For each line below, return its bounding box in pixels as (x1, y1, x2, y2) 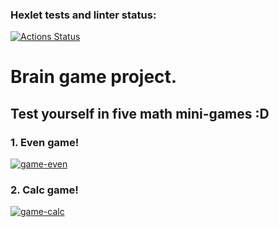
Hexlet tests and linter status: (10, 8, 157, 22)
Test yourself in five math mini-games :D (10, 105, 270, 122)
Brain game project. (10, 66, 178, 88)
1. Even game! (10, 135, 80, 149)
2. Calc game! (10, 183, 79, 197)
